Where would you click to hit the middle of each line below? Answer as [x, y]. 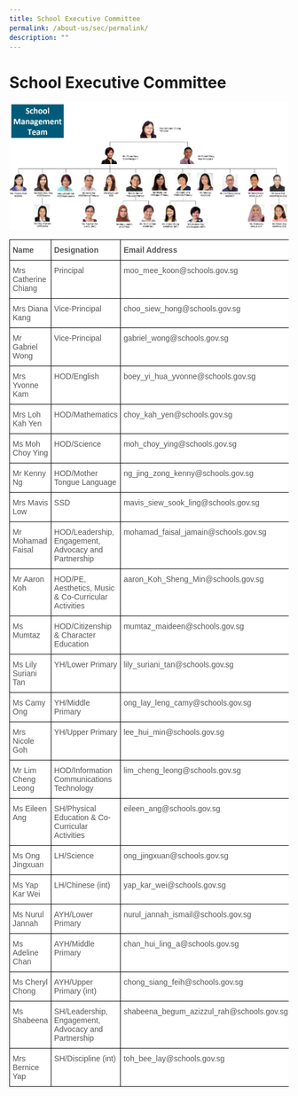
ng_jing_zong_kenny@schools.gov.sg [189, 474]
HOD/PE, [70, 579]
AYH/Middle [74, 944]
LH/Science [74, 856]
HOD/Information [83, 771]
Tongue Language [85, 482]
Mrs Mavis [31, 503]
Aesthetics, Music [84, 588]
